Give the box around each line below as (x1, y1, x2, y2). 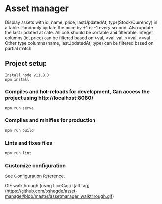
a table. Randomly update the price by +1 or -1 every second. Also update (5, 24, 153, 30)
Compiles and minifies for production (5, 117, 95, 123)
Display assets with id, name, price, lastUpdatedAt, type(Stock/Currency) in (5, 19, 158, 25)
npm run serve (5, 106, 34, 111)
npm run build (5, 128, 34, 133)
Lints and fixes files (5, 140, 53, 146)
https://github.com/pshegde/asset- (6, 188, 78, 194)
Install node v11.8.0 (5, 72, 49, 78)
